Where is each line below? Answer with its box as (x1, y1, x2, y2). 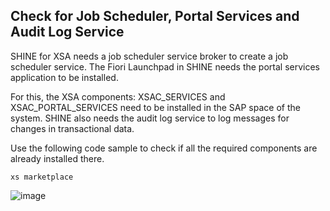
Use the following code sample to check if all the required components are (10, 142, 318, 154)
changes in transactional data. (10, 122, 135, 134)
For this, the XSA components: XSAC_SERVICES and (10, 90, 226, 103)
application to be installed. (10, 71, 119, 83)
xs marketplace (10, 172, 74, 182)
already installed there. (10, 152, 105, 164)
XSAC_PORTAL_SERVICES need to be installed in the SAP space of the (10, 101, 301, 113)
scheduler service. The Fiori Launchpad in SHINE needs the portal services (10, 60, 320, 73)
